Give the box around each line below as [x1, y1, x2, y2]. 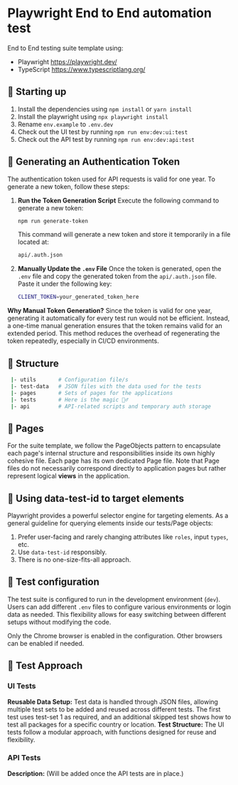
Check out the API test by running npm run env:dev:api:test [17, 135, 195, 143]
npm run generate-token [17, 217, 89, 225]
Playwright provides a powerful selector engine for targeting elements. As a [7, 511, 229, 520]
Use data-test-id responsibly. [17, 548, 107, 556]
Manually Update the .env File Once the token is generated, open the [17, 265, 222, 273]
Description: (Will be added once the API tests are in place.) [7, 769, 184, 778]
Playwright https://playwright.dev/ [17, 57, 117, 66]
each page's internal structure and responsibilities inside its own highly [7, 449, 215, 458]
